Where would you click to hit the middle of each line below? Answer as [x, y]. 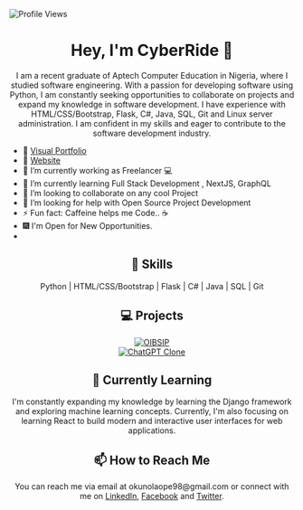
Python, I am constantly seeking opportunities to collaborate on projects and [152, 94]
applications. [152, 430]
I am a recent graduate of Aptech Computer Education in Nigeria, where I [152, 75]
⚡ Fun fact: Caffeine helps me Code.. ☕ [95, 212]
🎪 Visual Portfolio [55, 150]
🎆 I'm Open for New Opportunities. [87, 225]
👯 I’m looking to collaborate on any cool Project [110, 193]
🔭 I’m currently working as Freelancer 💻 [97, 170]
